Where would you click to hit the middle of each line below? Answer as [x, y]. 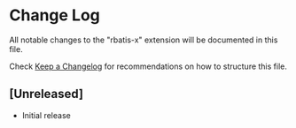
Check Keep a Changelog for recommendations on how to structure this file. [148, 66]
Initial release [46, 115]
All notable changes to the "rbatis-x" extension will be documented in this [144, 40]
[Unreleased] [47, 94]
